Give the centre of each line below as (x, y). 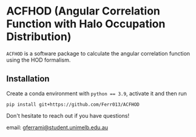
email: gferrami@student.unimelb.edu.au (57, 127)
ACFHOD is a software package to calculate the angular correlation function (98, 53)
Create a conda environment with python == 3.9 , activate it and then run (96, 93)
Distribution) (39, 37)
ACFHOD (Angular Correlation (83, 11)
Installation (28, 79)
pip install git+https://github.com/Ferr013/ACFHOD (73, 104)
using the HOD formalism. (39, 60)
